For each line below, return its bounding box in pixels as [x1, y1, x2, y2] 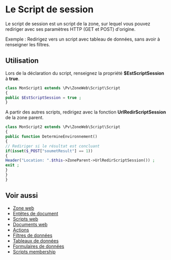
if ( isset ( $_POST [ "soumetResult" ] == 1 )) [5, 148, 93, 154]
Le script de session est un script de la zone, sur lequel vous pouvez [5, 21, 150, 27]
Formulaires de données [12, 243, 64, 249]
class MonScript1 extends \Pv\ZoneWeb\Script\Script [5, 85, 121, 90]
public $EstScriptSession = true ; [5, 95, 82, 100]
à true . [5, 76, 20, 82]
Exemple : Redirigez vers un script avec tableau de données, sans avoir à [5, 36, 160, 42]
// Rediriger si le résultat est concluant [5, 143, 100, 148]
